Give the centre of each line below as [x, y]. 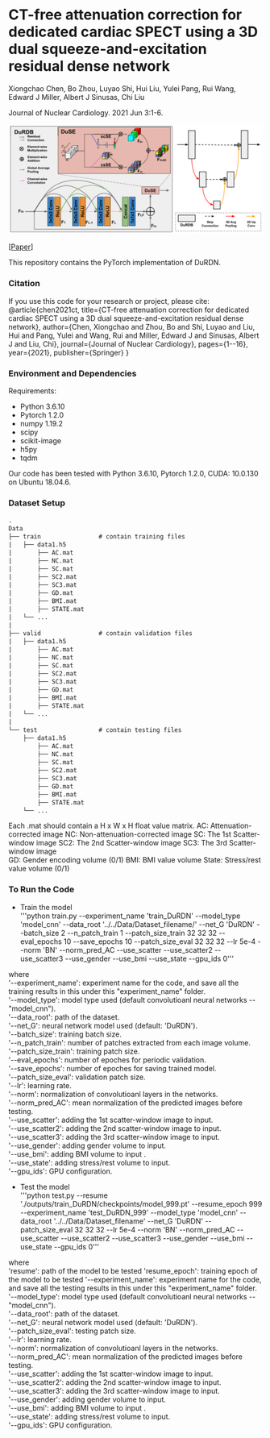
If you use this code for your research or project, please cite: [109, 301]
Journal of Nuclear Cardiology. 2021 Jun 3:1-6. [86, 112]
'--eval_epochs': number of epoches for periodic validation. [108, 1060]
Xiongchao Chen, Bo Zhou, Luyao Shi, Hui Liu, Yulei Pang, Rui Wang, [122, 88]
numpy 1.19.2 [41, 424]
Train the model [46, 907]
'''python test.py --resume [64, 1195]
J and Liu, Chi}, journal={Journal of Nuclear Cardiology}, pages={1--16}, [128, 343]
